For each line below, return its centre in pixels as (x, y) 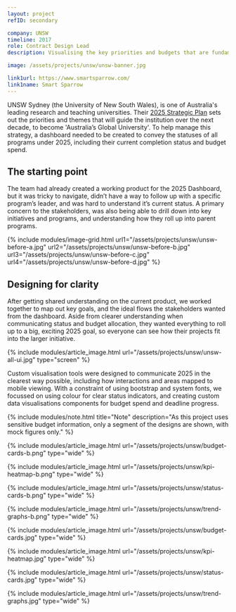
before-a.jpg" (27, 247)
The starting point (47, 172)
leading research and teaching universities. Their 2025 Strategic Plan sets (114, 112)
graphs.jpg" (25, 601)
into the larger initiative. (41, 339)
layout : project (31, 14)
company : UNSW (28, 33)
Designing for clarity (53, 284)
